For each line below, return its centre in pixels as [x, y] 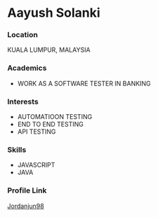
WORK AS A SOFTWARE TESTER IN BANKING [84, 83]
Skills [17, 150]
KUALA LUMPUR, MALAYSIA [49, 50]
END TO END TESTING [51, 125]
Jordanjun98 [26, 206]
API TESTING [37, 132]
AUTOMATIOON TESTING [55, 117]
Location [23, 35]
